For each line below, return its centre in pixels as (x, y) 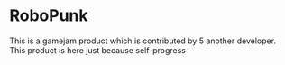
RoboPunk (49, 16)
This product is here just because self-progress (98, 50)
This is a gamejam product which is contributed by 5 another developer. (143, 41)
